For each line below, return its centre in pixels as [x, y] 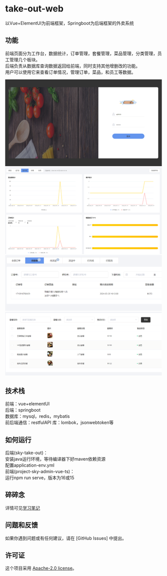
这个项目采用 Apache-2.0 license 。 [41, 568]
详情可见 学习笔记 [23, 508]
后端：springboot [23, 410]
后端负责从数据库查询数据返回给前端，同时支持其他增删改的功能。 [73, 66]
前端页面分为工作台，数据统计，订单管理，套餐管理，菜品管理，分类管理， [81, 53]
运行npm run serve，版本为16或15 [40, 478]
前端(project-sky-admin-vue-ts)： [40, 471]
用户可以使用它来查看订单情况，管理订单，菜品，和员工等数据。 [70, 72]
